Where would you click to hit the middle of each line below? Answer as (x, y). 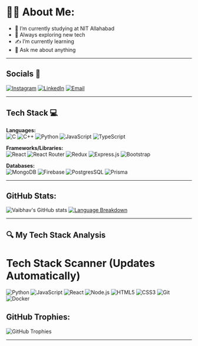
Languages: (21, 130)
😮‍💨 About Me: (40, 12)
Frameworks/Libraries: (35, 148)
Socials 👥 (24, 74)
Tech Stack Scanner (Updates (80, 263)
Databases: (21, 165)
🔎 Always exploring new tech (50, 34)
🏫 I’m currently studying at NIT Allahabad (65, 28)
